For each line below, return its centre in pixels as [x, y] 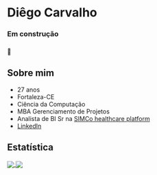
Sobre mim [31, 73]
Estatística [30, 147]
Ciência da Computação [51, 104]
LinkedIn [29, 126]
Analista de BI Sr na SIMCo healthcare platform [83, 118]
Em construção [33, 34]
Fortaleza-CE [36, 96]
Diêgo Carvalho [52, 13]
